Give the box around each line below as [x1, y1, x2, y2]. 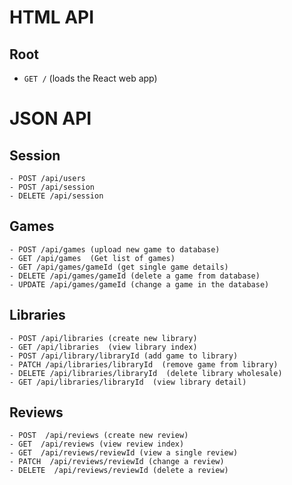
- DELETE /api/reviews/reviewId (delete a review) [9, 466, 229, 476]
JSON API [9, 107, 92, 130]
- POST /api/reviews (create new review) [9, 431, 189, 441]
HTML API [9, 6, 95, 29]
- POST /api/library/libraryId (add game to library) [9, 351, 239, 361]
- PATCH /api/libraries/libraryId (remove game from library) [9, 359, 279, 370]
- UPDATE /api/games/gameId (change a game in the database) [9, 279, 270, 290]
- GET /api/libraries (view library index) [9, 342, 198, 352]
